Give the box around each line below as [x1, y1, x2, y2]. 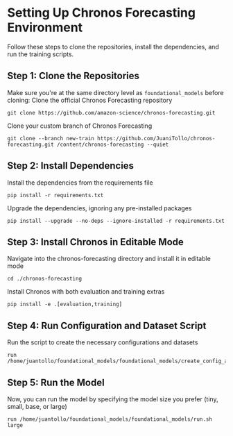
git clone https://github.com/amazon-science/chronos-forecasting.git [7, 109, 216, 116]
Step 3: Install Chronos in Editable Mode [7, 236, 184, 248]
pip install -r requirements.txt [7, 192, 104, 199]
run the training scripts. [7, 50, 74, 58]
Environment [7, 19, 83, 35]
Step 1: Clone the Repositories [7, 70, 140, 82]
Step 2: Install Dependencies [7, 160, 134, 171]
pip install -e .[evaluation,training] [7, 301, 123, 308]
